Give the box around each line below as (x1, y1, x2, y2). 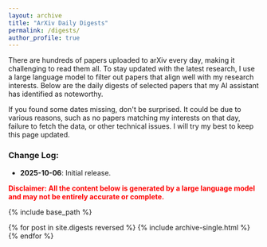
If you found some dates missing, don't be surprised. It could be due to (8, 105, 241, 114)
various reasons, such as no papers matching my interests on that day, (8, 113, 241, 123)
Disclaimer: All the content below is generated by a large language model (8, 183, 255, 193)
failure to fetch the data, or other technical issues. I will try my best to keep (8, 122, 254, 131)
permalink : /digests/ (8, 26, 80, 34)
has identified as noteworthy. (8, 89, 104, 99)
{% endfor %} (8, 231, 54, 241)
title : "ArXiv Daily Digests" (8, 19, 109, 27)
